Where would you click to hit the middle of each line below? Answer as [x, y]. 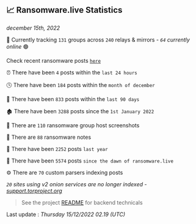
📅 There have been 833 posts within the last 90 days [73, 99]
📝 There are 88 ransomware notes [49, 137]
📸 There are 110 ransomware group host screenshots [73, 125]
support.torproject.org [34, 191]
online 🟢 [17, 46]
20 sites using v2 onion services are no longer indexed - [77, 184]
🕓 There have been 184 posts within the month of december [81, 85]
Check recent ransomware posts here [54, 60]
